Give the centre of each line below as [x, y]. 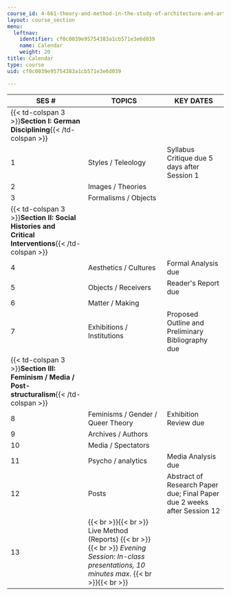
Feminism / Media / [43, 377]
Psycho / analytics [118, 461]
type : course [26, 65]
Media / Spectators [119, 445]
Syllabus [180, 149]
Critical [23, 235]
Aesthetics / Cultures [122, 268]
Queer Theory [111, 423]
